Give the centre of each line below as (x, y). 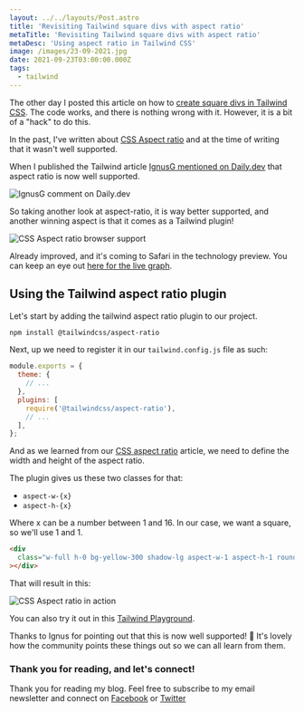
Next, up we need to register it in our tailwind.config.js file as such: (139, 350)
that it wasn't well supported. (63, 149)
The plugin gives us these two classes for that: (96, 478)
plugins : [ (38, 399)
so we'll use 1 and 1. (46, 533)
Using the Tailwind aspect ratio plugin (118, 294)
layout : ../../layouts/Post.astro (75, 18)
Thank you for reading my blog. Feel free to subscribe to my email (132, 688)
